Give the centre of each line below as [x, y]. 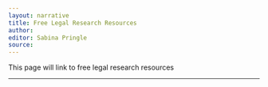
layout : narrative [39, 15]
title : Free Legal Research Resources [73, 23]
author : [21, 30]
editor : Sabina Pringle [48, 38]
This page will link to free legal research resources [91, 67]
